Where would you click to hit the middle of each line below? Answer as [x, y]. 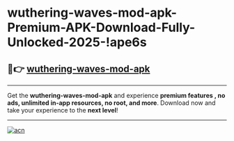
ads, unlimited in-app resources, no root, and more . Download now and [111, 103]
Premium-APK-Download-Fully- [101, 27]
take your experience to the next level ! [63, 110]
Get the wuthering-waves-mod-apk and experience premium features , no [116, 96]
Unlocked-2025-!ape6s [77, 42]
